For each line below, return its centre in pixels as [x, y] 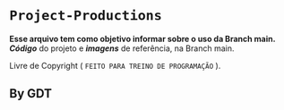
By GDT [30, 93]
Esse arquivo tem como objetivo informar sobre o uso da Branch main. [142, 38]
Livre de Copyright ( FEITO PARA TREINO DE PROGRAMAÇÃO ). [115, 65]
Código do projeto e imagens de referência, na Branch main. [122, 48]
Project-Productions [86, 16]
